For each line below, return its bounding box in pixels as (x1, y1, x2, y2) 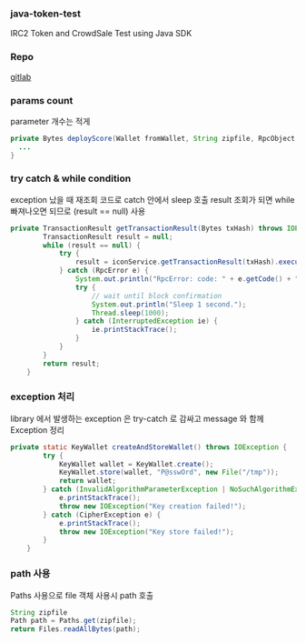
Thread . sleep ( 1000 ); (91, 308, 170, 317)
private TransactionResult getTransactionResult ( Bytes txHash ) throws (10, 224, 283, 233)
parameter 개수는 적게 (10, 116, 91, 126)
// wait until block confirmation (91, 291, 222, 300)
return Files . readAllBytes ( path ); (10, 625, 142, 634)
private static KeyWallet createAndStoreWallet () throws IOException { (10, 442, 287, 452)
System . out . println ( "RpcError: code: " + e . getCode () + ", (74, 275, 303, 284)
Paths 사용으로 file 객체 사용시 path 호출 (10, 589, 153, 600)
